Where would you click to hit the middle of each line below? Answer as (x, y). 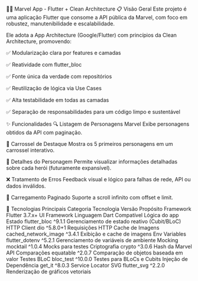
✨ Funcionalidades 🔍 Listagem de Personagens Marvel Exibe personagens (98, 124)
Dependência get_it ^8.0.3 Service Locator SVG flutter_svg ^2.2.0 (86, 265)
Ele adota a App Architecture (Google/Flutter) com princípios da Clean (92, 35)
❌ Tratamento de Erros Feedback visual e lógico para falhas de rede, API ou (98, 179)
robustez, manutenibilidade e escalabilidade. (61, 24)
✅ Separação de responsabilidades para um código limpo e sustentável (93, 112)
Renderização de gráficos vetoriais (49, 272)
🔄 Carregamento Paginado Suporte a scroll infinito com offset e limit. (90, 197)
